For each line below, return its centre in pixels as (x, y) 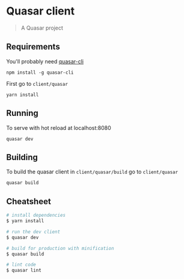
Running (23, 113)
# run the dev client (33, 232)
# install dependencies (36, 216)
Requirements (33, 47)
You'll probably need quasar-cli (45, 61)
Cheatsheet (29, 201)
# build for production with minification (60, 248)
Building (22, 157)
